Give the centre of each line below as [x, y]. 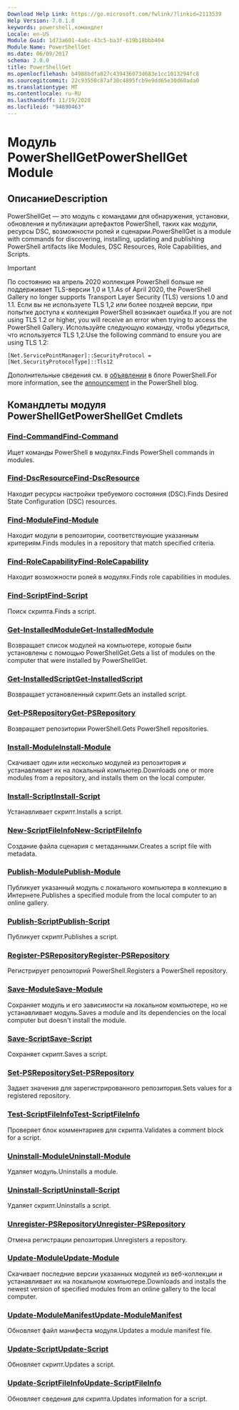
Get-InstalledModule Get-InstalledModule [81, 629]
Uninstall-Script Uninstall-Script [63, 1190]
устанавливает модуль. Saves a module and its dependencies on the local [117, 1012]
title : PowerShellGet [40, 67]
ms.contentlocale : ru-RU [44, 94]
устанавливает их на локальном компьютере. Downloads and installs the [117, 1281]
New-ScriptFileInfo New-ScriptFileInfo [75, 831]
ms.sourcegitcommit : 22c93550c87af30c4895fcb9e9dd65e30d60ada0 [103, 80]
